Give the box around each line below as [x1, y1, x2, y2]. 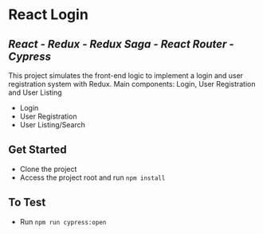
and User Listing [8, 88, 62, 97]
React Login [8, 6, 89, 24]
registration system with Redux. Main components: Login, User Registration [8, 80, 257, 88]
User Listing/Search [19, 120, 86, 129]
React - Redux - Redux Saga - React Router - [8, 37, 234, 51]
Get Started [8, 143, 67, 157]
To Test [8, 196, 46, 209]
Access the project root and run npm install [19, 173, 166, 182]
